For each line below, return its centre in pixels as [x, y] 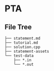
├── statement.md [23, 38]
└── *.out [24, 65]
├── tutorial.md [21, 43]
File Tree [18, 27]
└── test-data [19, 56]
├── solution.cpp [23, 47]
